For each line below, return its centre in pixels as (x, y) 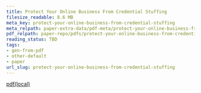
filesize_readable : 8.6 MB (40, 17)
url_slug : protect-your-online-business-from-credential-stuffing (91, 67)
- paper (16, 61)
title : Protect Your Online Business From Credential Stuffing (87, 12)
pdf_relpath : (22, 34)
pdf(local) (18, 84)
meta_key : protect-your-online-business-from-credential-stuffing (91, 23)
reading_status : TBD (32, 39)
